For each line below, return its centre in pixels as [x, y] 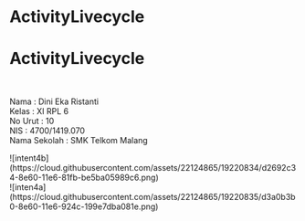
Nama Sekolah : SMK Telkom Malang [79, 141]
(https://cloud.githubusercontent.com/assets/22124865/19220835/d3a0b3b [152, 197]
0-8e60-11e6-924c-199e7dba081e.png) [84, 206]
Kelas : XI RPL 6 [39, 111]
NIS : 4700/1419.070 [47, 131]
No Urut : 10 [32, 121]
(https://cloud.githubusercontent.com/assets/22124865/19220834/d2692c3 [153, 168]
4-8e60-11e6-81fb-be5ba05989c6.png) [84, 178]
